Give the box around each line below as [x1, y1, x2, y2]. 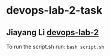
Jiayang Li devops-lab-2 [6, 27, 99, 38]
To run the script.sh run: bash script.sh [6, 43, 105, 50]
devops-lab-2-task [6, 4, 103, 17]
